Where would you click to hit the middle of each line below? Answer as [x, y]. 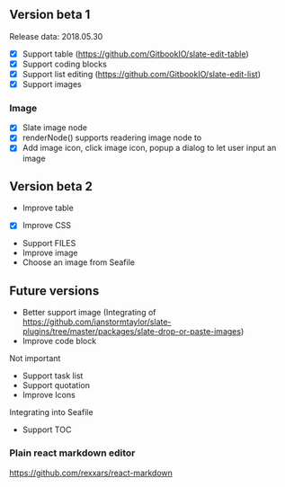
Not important [35, 359]
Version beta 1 [50, 15]
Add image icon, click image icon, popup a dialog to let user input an [149, 148]
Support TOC [47, 429]
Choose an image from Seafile [78, 262]
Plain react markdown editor [72, 453]
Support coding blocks [65, 64]
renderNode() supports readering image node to [112, 137]
